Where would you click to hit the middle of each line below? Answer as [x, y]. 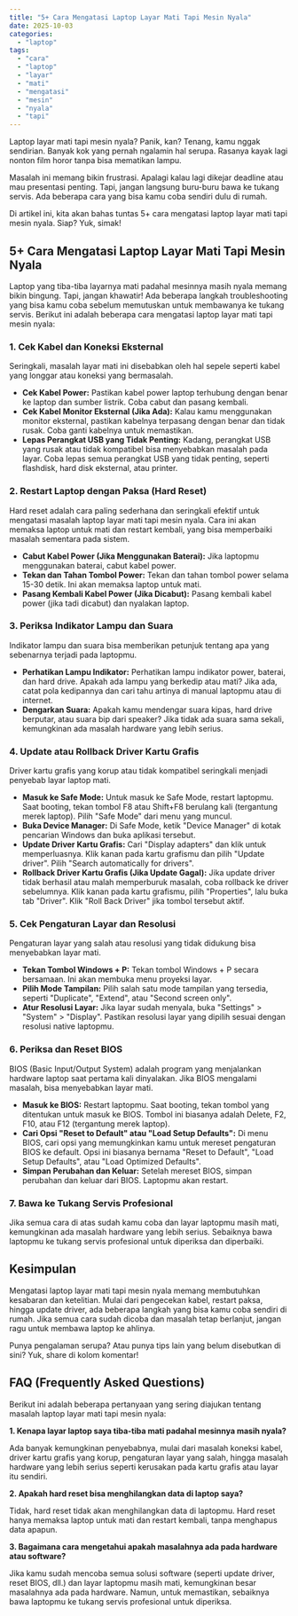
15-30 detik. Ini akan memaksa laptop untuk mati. [112, 584]
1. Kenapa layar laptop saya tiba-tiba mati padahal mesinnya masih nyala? [148, 1431]
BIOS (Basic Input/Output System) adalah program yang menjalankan [135, 1069]
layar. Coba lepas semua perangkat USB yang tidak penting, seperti [145, 459]
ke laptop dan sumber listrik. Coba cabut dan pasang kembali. [135, 402]
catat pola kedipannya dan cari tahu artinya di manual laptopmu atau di [152, 690]
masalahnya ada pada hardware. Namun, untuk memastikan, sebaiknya [139, 1592]
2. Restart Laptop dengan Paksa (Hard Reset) [108, 491]
